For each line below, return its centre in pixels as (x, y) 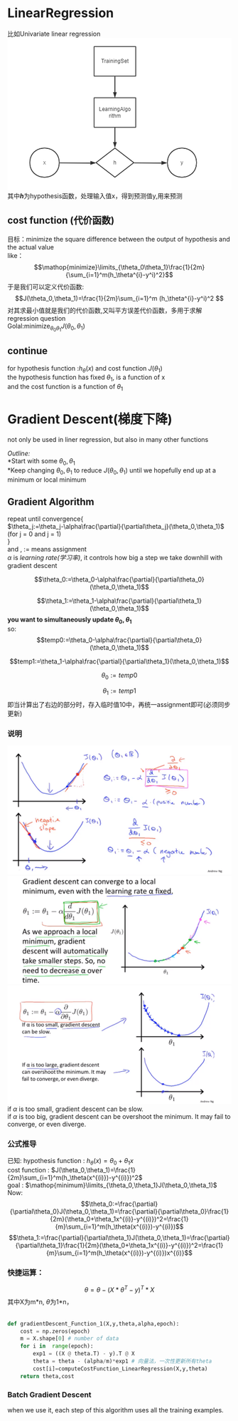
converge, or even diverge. (47, 1124)
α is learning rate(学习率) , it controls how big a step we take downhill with (115, 558)
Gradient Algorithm (51, 502)
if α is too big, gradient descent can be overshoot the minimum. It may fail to (119, 1116)
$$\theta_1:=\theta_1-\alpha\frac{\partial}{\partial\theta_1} (119, 601)
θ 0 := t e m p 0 (119, 676)
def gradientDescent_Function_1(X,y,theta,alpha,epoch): (93, 1323)
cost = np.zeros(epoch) (55, 1331)
